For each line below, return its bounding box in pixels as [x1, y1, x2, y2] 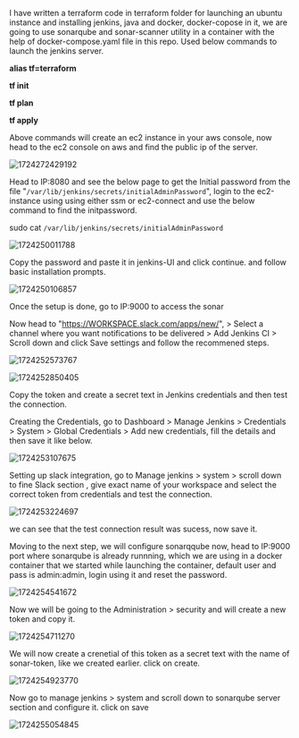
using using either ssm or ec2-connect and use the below [42, 196, 255, 206]
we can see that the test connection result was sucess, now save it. [9, 523, 258, 534]
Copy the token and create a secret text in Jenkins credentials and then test [9, 389, 288, 400]
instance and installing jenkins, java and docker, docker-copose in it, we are [9, 17, 288, 28]
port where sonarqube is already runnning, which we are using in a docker [9, 550, 283, 561]
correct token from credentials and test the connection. [9, 489, 212, 499]
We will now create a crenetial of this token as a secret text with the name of [9, 649, 290, 658]
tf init [9, 81, 29, 90]
